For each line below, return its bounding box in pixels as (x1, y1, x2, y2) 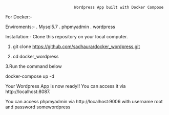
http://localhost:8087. (5, 88, 51, 95)
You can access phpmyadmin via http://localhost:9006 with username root (5, 99, 163, 104)
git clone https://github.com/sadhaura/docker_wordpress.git (12, 43, 140, 50)
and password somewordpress (5, 104, 71, 110)
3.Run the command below (5, 63, 62, 69)
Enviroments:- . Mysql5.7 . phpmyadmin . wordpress (5, 24, 115, 30)
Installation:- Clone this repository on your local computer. (5, 34, 128, 39)
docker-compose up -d (5, 73, 55, 79)
